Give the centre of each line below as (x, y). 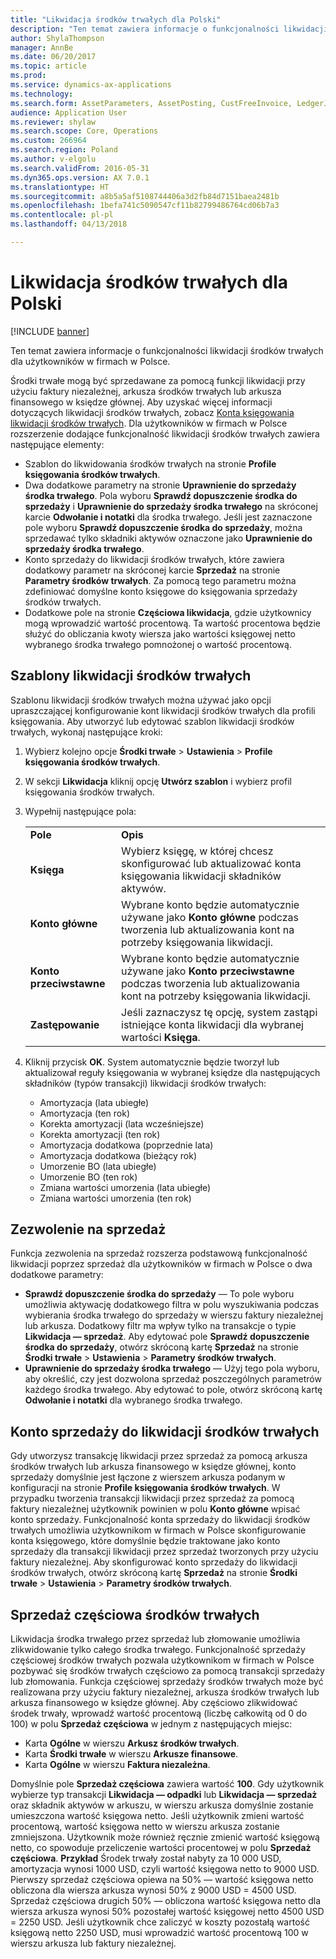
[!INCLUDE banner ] (50, 331)
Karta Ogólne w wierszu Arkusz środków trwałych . (132, 1743)
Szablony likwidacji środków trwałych (131, 676)
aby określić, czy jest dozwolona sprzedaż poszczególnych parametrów (173, 1379)
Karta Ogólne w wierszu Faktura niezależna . (117, 1765)
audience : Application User (69, 112)
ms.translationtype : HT (60, 187)
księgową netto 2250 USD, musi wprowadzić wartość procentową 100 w (159, 1933)
